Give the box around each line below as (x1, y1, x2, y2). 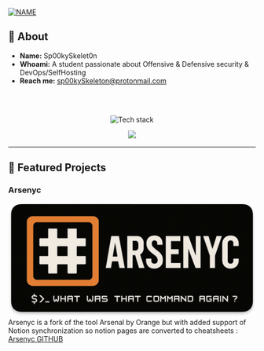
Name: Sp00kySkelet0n (19, 51, 97, 60)
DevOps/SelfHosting (19, 68, 86, 77)
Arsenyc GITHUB (8, 334, 64, 343)
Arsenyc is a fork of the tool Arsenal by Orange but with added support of (8, 317, 247, 327)
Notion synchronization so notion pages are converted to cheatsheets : (8, 326, 238, 335)
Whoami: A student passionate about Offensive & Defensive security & (19, 59, 250, 68)
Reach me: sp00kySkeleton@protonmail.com (19, 75, 167, 86)
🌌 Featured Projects (8, 161, 107, 174)
